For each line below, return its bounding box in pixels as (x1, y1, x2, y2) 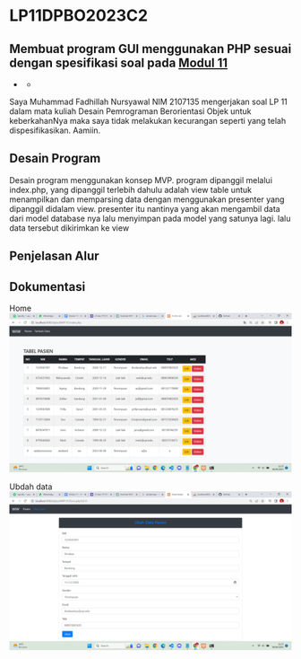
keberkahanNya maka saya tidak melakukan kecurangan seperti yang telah (9, 116, 287, 126)
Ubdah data (9, 481, 53, 492)
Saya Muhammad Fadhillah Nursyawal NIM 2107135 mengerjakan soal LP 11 (9, 96, 288, 107)
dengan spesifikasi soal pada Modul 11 (9, 55, 228, 70)
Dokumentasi (9, 279, 86, 294)
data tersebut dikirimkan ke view (9, 222, 130, 233)
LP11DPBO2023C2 (9, 5, 149, 26)
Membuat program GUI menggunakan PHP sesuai (9, 41, 292, 57)
